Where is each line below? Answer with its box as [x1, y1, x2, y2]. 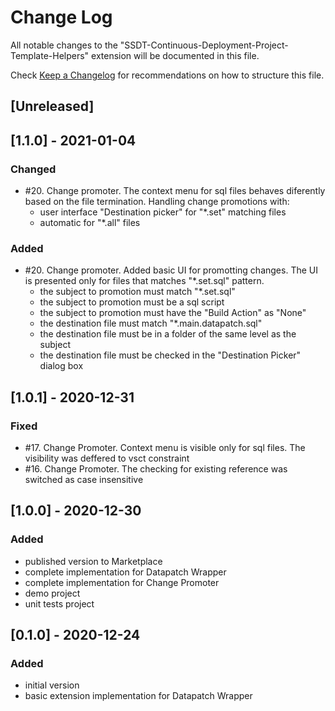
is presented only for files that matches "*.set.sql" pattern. [24, 275, 265, 287]
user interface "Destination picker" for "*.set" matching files [39, 206, 287, 218]
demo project [24, 587, 81, 599]
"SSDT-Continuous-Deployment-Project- [119, 39, 289, 51]
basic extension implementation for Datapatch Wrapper [24, 690, 253, 702]
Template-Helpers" [10, 49, 90, 61]
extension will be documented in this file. [91, 49, 260, 61]
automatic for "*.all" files [39, 217, 141, 229]
